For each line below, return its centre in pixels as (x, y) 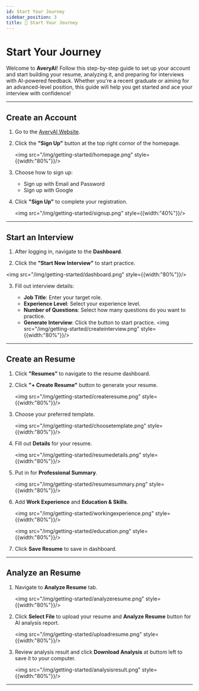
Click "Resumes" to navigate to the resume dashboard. (83, 373)
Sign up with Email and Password (64, 184)
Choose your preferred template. (55, 414)
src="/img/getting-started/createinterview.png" (81, 328)
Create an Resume (41, 359)
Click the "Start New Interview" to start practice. (75, 263)
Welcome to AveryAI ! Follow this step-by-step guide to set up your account (98, 68)
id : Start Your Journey (36, 12)
